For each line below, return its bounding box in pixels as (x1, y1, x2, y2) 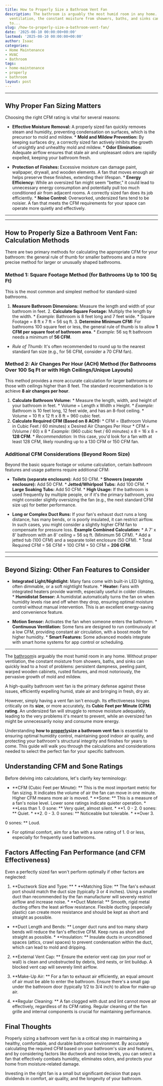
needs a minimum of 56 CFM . (12, 334, 72, 340)
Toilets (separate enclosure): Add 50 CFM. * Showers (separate (12, 476, 143, 482)
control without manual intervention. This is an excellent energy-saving (12, 604, 154, 610)
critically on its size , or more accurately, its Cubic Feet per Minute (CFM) (5, 703, 151, 708)
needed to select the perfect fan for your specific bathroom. (5, 748, 125, 754)
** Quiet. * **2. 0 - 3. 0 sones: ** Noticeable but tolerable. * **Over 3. (12, 810, 154, 816)
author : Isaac (5, 39, 34, 44)
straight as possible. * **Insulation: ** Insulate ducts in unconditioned (12, 934, 152, 940)
